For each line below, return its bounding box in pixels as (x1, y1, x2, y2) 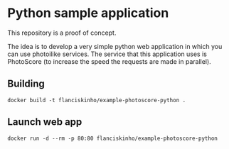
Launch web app (7, 116, 82, 128)
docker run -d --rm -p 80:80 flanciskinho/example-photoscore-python (7, 135, 218, 142)
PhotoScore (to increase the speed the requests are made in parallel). (7, 57, 211, 65)
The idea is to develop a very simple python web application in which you (7, 42, 223, 50)
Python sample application (7, 5, 169, 21)
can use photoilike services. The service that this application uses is (7, 50, 208, 58)
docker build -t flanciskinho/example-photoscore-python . (7, 96, 186, 104)
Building (7, 78, 45, 90)
